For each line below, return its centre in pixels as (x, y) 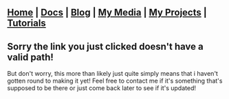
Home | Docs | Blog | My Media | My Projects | (107, 13)
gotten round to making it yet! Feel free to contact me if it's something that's (115, 81)
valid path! (30, 57)
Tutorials (26, 24)
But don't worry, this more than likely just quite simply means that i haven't (113, 74)
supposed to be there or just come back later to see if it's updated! (101, 88)
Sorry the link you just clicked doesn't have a (106, 46)
